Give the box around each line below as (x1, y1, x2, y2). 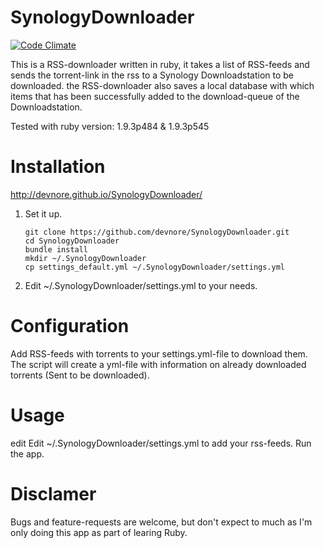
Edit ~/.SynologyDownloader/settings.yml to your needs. (24, 279, 258, 291)
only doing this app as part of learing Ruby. (10, 526, 188, 538)
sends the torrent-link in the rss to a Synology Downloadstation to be (10, 69, 295, 81)
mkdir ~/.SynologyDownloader (24, 253, 147, 263)
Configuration (10, 315, 130, 338)
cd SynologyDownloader (24, 236, 120, 246)
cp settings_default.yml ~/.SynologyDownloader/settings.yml (24, 262, 286, 272)
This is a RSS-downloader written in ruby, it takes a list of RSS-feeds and (10, 58, 310, 70)
